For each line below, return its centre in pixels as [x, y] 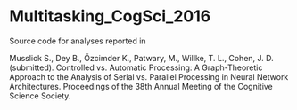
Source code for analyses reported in [78, 41]
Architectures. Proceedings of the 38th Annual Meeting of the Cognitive [141, 86]
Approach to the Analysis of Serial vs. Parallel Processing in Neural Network [149, 76]
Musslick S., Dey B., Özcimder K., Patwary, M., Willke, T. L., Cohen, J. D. [141, 58]
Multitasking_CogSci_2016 [110, 16]
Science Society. [40, 96]
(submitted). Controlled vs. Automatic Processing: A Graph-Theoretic [136, 67]
